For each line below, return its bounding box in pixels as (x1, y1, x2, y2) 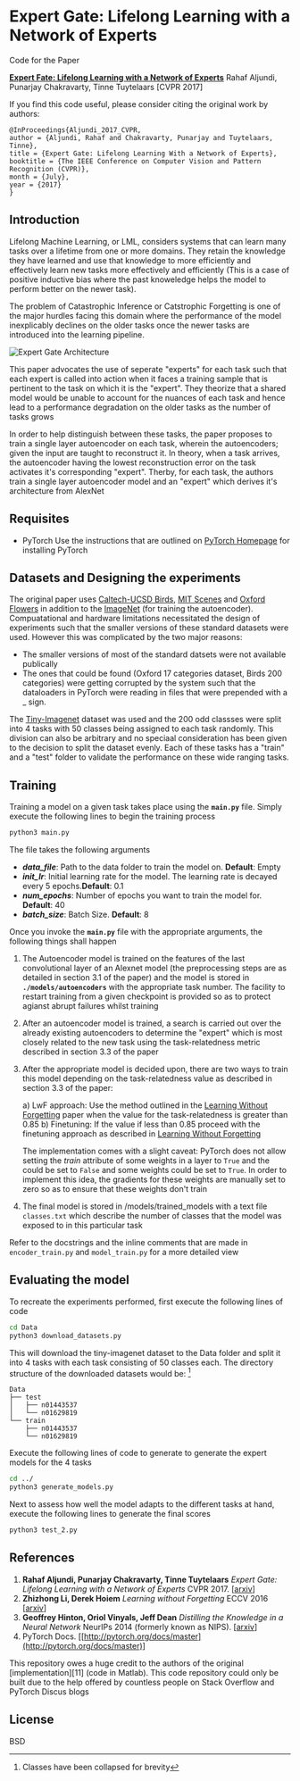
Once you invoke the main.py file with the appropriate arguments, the (9, 927, 263, 937)
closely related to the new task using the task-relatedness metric (21, 1037, 261, 1048)
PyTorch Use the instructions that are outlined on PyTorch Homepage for (21, 535, 290, 545)
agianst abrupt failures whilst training (21, 1001, 159, 1011)
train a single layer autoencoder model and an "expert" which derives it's (9, 476, 279, 487)
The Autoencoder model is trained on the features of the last (21, 953, 246, 964)
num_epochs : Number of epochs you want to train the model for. (21, 890, 262, 901)
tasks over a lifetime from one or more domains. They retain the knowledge (9, 246, 286, 256)
